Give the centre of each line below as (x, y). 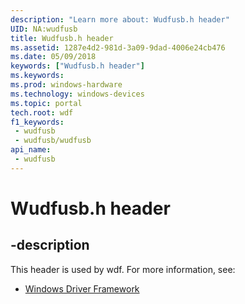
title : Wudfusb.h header (62, 38)
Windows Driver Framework (82, 288)
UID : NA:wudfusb (44, 29)
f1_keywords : (37, 122)
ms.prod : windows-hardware (66, 85)
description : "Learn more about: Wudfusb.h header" (120, 19)
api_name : (31, 150)
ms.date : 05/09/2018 (53, 57)
